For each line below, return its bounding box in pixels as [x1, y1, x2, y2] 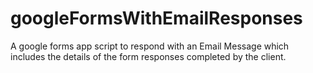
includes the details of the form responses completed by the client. [10, 50, 287, 62]
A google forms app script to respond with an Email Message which [10, 40, 290, 52]
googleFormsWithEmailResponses [10, 7, 303, 30]
